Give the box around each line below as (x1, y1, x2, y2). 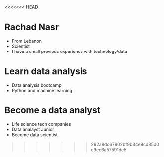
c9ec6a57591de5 (91, 146, 127, 153)
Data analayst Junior (11, 126, 54, 132)
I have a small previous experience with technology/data (11, 48, 128, 54)
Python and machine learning (11, 87, 73, 93)
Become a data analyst (4, 105, 101, 116)
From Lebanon (11, 38, 42, 44)
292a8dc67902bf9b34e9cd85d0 (91, 141, 160, 147)
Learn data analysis (4, 66, 87, 77)
